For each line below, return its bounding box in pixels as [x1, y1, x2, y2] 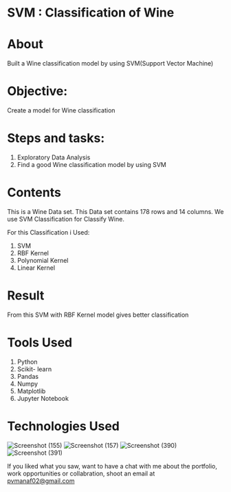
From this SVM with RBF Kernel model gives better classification [7, 311, 189, 319]
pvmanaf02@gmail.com [7, 476, 75, 484]
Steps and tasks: [7, 130, 105, 146]
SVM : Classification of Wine [7, 5, 175, 21]
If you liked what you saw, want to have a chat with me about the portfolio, [7, 462, 218, 470]
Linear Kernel [16, 264, 56, 272]
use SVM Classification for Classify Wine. [7, 215, 125, 223]
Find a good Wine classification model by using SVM [16, 161, 167, 168]
